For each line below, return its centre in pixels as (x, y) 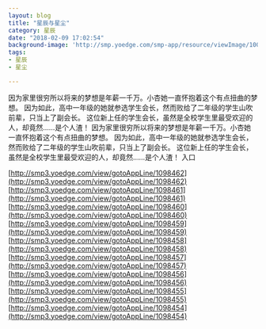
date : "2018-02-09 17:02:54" (56, 38)
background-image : (38, 45)
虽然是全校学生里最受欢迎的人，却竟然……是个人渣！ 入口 (102, 157)
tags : (17, 52)
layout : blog (30, 15)
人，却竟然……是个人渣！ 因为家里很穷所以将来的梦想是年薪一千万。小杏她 (130, 127)
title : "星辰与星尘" (39, 23)
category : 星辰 (32, 30)
